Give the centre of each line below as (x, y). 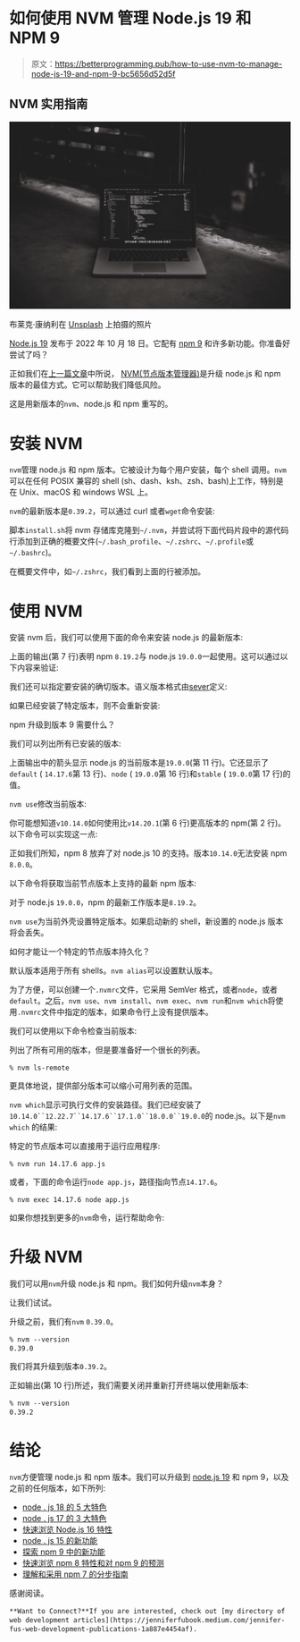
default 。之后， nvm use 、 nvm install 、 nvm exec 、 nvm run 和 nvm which (138, 1001)
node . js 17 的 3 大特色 (64, 1519)
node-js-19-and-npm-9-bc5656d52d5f (103, 73)
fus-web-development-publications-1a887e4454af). (104, 1629)
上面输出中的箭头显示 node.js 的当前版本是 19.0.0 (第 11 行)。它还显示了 (139, 763)
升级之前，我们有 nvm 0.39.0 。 (64, 1322)
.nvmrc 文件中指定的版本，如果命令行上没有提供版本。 (115, 1012)
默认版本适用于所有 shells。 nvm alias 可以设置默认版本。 (113, 970)
